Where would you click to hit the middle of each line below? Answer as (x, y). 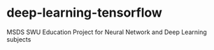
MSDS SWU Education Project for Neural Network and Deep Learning (107, 32)
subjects (19, 39)
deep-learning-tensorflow (84, 13)
